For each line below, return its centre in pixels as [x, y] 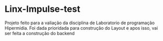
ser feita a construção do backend [40, 33]
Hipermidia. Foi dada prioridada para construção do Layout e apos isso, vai [81, 28]
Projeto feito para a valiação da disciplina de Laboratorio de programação [80, 23]
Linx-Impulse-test [42, 9]
